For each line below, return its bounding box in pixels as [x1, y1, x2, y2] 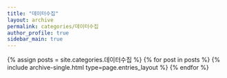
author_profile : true [7, 29, 69, 37]
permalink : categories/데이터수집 [7, 23, 99, 30]
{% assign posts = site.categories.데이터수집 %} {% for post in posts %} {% [7, 56, 221, 64]
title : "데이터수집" [7, 10, 59, 17]
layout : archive [7, 17, 54, 23]
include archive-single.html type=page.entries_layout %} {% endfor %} [7, 64, 209, 72]
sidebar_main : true [7, 36, 63, 43]
